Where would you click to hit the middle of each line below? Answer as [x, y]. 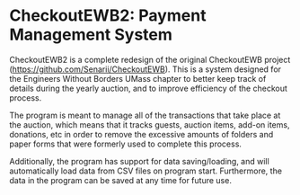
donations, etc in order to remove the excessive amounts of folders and [141, 134]
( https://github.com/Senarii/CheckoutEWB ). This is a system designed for [145, 69]
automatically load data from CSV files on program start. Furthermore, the [146, 171]
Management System [91, 35]
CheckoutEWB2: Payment [108, 16]
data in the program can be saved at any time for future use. [120, 180]
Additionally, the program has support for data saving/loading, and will [139, 161]
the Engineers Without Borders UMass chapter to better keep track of [138, 78]
